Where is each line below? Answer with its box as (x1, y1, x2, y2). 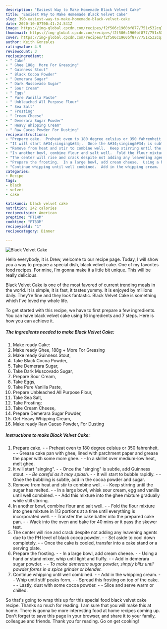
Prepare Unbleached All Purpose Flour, (12, 389, 93, 395)
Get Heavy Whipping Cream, (12, 415, 71, 421)
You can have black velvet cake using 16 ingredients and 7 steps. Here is (5, 313, 154, 318)
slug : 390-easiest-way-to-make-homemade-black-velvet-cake (5, 16, 130, 21)
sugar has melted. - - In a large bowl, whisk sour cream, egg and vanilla (12, 487, 160, 493)
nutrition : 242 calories (5, 206, 57, 211)
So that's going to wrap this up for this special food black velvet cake (5, 597, 147, 603)
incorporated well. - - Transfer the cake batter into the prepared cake (12, 513, 154, 519)
